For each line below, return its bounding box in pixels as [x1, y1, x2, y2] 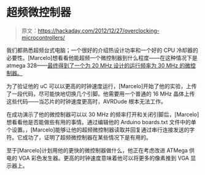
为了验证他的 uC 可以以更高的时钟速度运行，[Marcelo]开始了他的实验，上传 [6, 82, 198, 89]
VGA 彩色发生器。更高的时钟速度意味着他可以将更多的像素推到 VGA [18, 154, 189, 162]
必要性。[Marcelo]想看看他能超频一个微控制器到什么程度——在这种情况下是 [6, 54, 198, 61]
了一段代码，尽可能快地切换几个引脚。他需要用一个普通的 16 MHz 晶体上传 [6, 90, 195, 97]
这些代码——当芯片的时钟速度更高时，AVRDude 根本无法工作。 [6, 97, 167, 105]
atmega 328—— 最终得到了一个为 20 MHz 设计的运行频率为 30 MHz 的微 [6, 62, 191, 69]
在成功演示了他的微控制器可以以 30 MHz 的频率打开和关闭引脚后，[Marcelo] [6, 111, 199, 118]
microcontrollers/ [21, 34, 66, 41]
